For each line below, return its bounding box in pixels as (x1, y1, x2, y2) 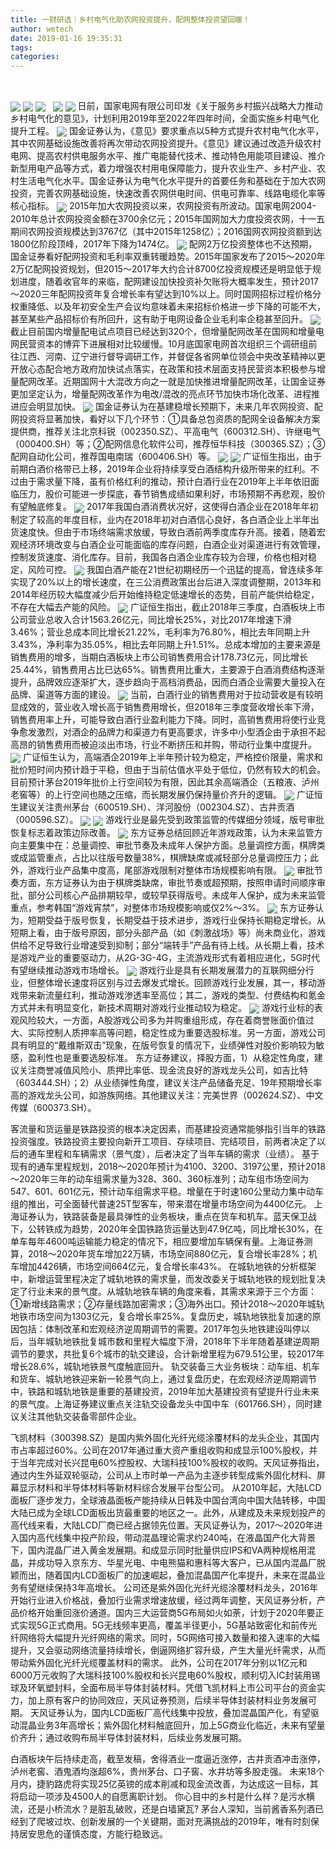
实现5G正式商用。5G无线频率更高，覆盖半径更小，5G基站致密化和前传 (18, 1619, 309, 1631)
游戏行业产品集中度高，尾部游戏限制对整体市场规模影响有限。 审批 (27, 864, 315, 876)
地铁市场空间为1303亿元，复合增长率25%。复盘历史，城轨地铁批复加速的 (10, 1311, 313, 1323)
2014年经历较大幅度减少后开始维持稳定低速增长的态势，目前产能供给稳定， (10, 588, 320, 600)
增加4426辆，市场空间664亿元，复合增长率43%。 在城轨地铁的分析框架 (18, 1261, 317, 1273)
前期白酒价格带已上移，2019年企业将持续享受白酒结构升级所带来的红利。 (10, 463, 311, 475)
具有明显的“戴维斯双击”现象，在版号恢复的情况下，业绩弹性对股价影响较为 (10, 1039, 317, 1051)
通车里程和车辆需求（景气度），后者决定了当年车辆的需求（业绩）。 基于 (27, 1148, 320, 1160)
